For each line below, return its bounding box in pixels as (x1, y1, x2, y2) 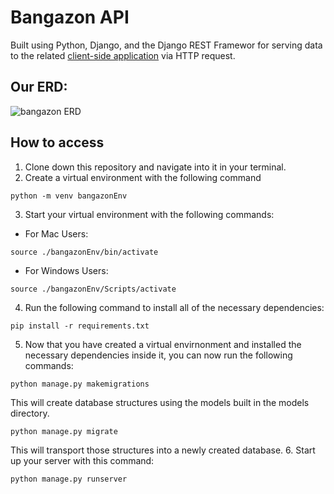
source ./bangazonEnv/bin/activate (10, 247, 159, 257)
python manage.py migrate (10, 426, 118, 436)
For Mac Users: (24, 227, 89, 240)
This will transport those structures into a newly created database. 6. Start (10, 444, 316, 456)
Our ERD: (10, 79, 68, 96)
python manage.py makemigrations (10, 379, 150, 389)
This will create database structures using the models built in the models (10, 396, 310, 408)
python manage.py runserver (10, 474, 128, 484)
